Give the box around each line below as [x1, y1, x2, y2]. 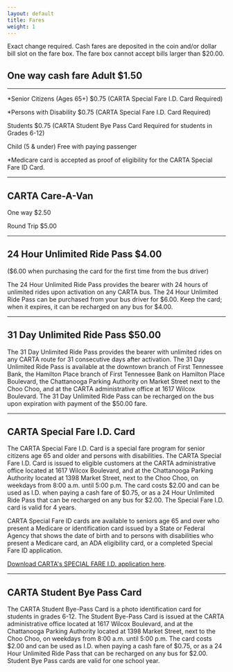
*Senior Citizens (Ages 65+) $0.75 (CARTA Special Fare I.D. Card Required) [7, 95, 223, 103]
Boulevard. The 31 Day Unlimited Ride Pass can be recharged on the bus [7, 392, 214, 400]
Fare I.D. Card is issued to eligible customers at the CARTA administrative [7, 459, 216, 468]
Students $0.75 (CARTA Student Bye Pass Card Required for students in [7, 122, 213, 130]
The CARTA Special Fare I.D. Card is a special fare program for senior [7, 444, 205, 452]
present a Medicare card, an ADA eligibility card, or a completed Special [7, 539, 213, 548]
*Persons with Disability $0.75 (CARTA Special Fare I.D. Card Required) [7, 108, 212, 117]
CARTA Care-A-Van [7, 190, 94, 202]
